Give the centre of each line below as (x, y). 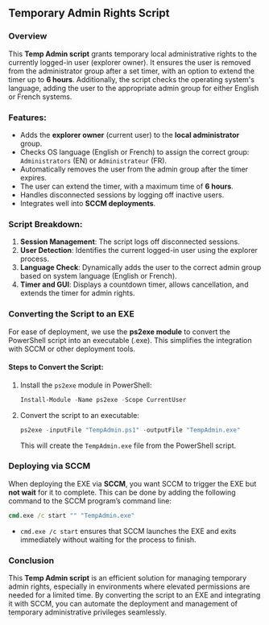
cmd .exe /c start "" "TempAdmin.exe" (72, 515)
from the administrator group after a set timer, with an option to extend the (132, 71)
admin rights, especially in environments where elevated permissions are (129, 586)
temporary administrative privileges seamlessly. (87, 612)
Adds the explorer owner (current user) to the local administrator (130, 135)
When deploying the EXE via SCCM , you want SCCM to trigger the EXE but (132, 483)
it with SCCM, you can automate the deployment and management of (123, 604)
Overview (28, 36)
